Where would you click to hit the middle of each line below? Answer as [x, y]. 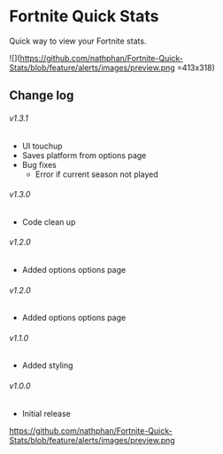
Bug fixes [39, 164]
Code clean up [49, 222]
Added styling [47, 365]
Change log [42, 96]
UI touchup [42, 146]
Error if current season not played [97, 174]
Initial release [46, 413]
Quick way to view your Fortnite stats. [78, 41]
